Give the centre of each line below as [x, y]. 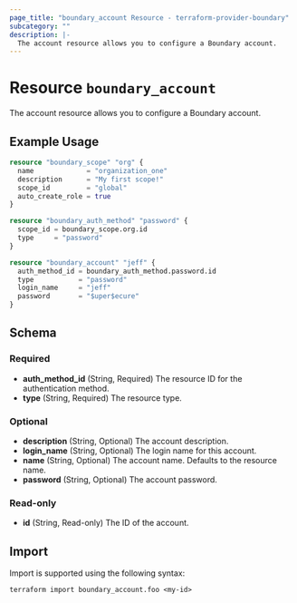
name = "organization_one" [93, 170]
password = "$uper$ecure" [79, 297]
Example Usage [54, 141]
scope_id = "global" [72, 188]
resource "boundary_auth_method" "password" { [99, 221]
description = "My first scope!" [91, 179]
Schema [33, 333]
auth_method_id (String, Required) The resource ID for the [132, 378]
